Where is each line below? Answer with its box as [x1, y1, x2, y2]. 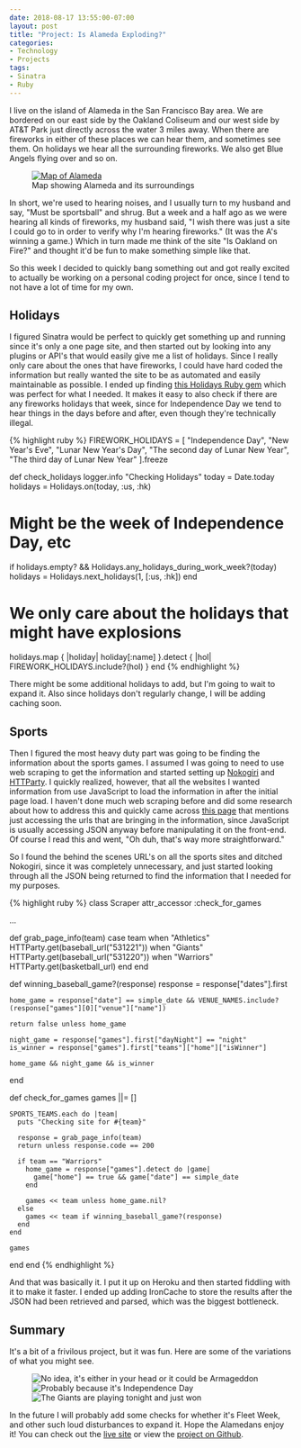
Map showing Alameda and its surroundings [31, 179, 195, 190]
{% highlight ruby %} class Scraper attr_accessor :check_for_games [9, 898, 262, 909]
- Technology [9, 47, 58, 56]
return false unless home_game [9, 1019, 127, 1029]
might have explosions [9, 622, 182, 642]
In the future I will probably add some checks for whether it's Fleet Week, [9, 1409, 281, 1420]
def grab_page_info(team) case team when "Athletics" [9, 933, 210, 944]
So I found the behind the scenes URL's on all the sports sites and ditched [9, 852, 283, 863]
